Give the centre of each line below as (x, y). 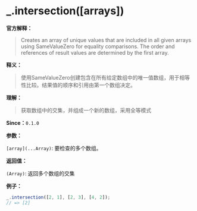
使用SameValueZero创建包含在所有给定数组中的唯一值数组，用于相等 (105, 77)
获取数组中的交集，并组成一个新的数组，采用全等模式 (86, 110)
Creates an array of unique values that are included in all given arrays (106, 40)
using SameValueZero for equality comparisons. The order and (98, 46)
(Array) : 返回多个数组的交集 (41, 173)
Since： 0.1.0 (23, 122)
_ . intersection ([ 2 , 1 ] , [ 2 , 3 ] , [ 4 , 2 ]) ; (58, 197)
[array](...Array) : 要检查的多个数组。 (54, 148)
